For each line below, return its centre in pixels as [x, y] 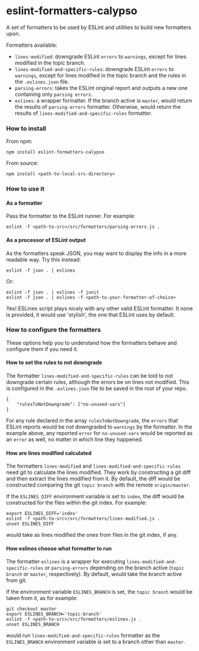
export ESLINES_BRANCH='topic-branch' [54, 614]
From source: [22, 163]
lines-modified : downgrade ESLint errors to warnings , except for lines [100, 56]
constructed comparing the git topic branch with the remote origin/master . [98, 485]
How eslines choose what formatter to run [59, 548]
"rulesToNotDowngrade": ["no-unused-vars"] [71, 405]
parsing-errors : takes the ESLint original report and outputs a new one [101, 88]
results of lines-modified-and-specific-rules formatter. [84, 113]
